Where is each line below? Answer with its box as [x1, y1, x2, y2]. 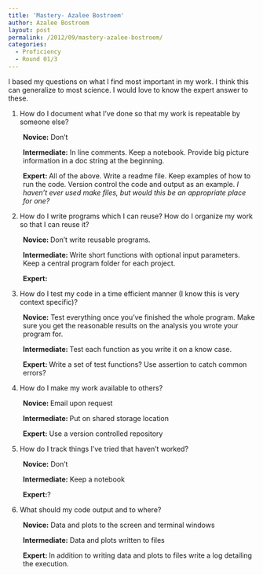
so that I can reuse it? [19, 219, 89, 229]
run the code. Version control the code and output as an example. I [23, 179, 239, 189]
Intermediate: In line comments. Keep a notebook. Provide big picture [23, 147, 250, 157]
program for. [23, 329, 64, 339]
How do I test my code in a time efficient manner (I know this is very [19, 288, 239, 298]
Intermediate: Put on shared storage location [23, 413, 170, 423]
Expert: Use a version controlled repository [23, 429, 163, 438]
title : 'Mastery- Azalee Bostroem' [8, 11, 125, 20]
